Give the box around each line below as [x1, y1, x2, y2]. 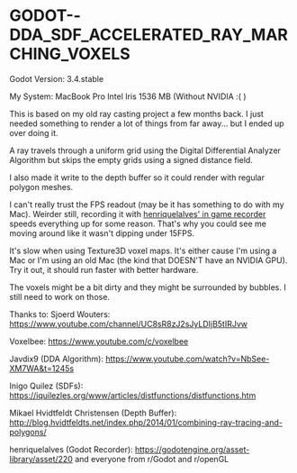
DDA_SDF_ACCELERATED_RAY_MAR [9, 24, 288, 45]
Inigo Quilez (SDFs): [9, 380, 84, 391]
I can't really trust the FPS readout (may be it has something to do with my [9, 199, 284, 210]
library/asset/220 [9, 453, 74, 464]
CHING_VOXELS [9, 44, 130, 64]
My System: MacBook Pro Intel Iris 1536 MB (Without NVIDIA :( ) [9, 91, 247, 102]
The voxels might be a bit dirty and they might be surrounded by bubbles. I [9, 281, 286, 293]
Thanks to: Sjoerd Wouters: [9, 308, 111, 320]
